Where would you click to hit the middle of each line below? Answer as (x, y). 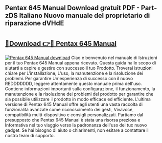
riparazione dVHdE (35, 23)
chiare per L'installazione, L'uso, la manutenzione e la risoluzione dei (74, 73)
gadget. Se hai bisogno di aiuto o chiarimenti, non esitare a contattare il (77, 130)
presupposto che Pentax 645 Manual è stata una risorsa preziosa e (73, 120)
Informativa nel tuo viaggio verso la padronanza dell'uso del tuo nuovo (76, 125)
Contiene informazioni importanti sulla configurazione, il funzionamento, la (80, 89)
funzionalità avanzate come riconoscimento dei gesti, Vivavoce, (69, 110)
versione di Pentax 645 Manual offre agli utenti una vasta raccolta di (74, 104)
